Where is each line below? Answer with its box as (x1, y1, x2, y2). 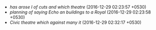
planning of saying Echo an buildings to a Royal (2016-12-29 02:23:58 (9, 9, 151, 15)
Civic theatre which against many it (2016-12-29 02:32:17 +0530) (9, 19, 141, 25)
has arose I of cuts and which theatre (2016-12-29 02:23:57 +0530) (9, 4, 147, 10)
